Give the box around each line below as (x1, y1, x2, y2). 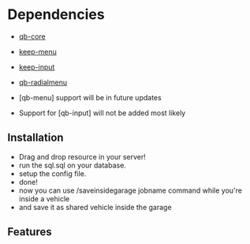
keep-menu (18, 47, 57, 56)
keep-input (18, 62, 55, 72)
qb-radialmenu (18, 77, 68, 87)
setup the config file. (18, 168, 87, 178)
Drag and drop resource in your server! (18, 152, 147, 161)
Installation (7, 131, 64, 145)
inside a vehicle (18, 193, 70, 203)
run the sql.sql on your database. (18, 160, 127, 170)
